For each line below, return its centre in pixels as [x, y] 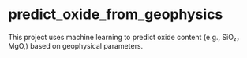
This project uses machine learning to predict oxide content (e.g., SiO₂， [126, 37]
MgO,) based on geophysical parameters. [76, 45]
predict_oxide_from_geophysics [116, 14]
